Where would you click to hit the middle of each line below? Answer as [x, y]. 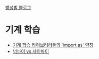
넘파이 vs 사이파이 [31, 51]
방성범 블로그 [18, 7]
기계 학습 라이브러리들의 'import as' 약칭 [53, 45]
